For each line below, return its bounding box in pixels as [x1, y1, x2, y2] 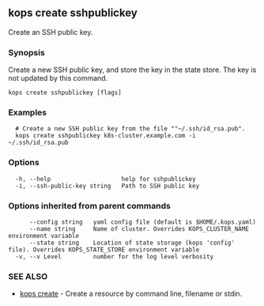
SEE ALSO [8, 270, 48, 281]
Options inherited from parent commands [8, 200, 172, 211]
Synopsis [8, 47, 45, 58]
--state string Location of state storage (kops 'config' [28, 239, 236, 247]
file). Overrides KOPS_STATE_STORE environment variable [8, 246, 200, 254]
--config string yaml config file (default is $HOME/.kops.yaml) [28, 218, 257, 226]
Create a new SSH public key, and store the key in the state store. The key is [8, 65, 257, 74]
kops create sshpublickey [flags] [8, 89, 123, 97]
